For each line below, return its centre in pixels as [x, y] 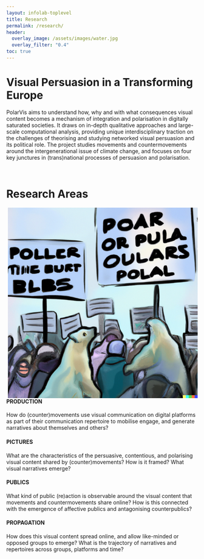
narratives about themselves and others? [57, 428]
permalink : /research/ [35, 26]
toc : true [19, 52]
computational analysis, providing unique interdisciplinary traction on [107, 132]
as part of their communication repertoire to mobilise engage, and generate [100, 421]
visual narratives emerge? [39, 468]
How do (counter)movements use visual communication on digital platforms [101, 415]
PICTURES [20, 441]
